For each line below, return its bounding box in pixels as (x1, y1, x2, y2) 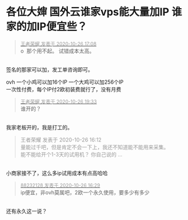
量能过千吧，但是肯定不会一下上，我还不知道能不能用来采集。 (20, 143, 169, 150)
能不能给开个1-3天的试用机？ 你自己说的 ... (20, 150, 123, 158)
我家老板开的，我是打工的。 (6, 123, 73, 130)
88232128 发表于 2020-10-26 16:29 (20, 182, 100, 188)
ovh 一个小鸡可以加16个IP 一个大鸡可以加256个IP (6, 78, 124, 85)
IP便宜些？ (37, 20, 88, 33)
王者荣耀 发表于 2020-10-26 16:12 (20, 136, 102, 143)
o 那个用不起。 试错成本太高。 (20, 47, 95, 54)
